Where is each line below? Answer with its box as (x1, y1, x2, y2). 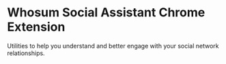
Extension (7, 19, 66, 35)
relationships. (7, 49, 46, 57)
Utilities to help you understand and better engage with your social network (7, 42, 219, 50)
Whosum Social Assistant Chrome (7, 5, 206, 20)
